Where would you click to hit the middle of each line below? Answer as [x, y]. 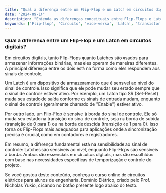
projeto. [13, 165]
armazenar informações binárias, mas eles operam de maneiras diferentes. [82, 63]
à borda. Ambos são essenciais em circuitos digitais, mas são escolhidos [79, 154]
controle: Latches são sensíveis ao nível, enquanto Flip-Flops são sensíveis [82, 149]
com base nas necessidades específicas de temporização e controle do [78, 160]
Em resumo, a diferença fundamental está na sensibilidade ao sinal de [76, 144]
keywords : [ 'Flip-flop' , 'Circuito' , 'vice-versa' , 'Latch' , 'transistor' [84, 23]
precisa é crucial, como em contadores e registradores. [62, 134]
